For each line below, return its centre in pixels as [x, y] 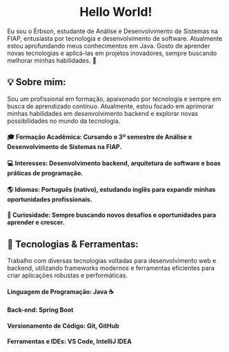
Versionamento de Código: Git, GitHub [63, 326]
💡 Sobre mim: [37, 82]
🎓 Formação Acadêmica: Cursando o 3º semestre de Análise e [100, 137]
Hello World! [116, 12]
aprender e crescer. [36, 222]
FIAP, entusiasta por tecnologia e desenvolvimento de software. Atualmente [115, 38]
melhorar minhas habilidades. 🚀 [52, 60]
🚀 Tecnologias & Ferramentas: [73, 244]
